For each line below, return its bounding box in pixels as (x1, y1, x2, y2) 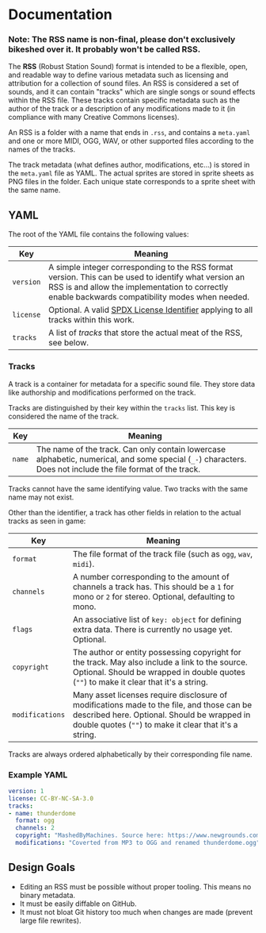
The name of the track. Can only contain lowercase (36, 443, 226, 454)
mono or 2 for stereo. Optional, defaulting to (72, 591, 235, 602)
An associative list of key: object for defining (72, 614, 241, 625)
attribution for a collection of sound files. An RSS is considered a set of (8, 79, 239, 88)
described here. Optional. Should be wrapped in (72, 709, 251, 720)
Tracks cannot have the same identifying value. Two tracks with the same (8, 484, 248, 493)
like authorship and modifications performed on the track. (8, 387, 196, 397)
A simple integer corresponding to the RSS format (48, 262, 234, 273)
